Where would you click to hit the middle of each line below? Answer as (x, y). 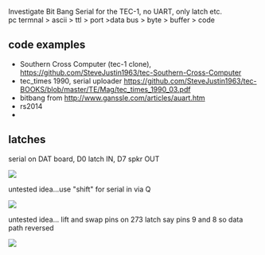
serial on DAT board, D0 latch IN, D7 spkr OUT (84, 159)
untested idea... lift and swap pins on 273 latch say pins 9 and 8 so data (126, 219)
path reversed (31, 228)
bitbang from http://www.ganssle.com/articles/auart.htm (112, 98)
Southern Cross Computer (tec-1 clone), (86, 64)
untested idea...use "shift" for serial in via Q (80, 189)
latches (27, 139)
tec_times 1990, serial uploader (71, 81)
